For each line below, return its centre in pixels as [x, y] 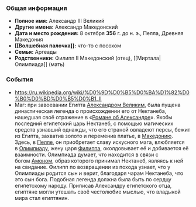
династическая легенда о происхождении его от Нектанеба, [90, 111]
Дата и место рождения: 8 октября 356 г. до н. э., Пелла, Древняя [99, 33]
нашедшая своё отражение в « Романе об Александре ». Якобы [93, 117]
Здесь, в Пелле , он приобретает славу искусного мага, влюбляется [100, 142]
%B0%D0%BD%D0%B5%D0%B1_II [58, 98]
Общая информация [37, 8]
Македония [29, 40]
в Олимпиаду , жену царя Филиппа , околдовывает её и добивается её [102, 148]
